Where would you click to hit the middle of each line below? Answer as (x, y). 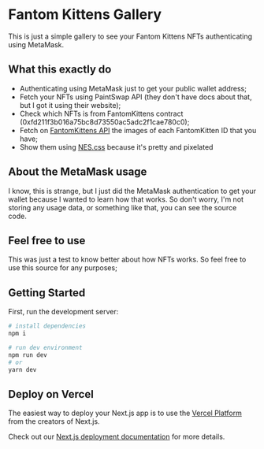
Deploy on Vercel (51, 394)
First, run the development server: (63, 312)
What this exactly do (60, 70)
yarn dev (22, 369)
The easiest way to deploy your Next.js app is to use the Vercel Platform (125, 413)
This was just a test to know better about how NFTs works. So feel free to (127, 260)
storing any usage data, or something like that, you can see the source (123, 207)
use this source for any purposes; (63, 268)
